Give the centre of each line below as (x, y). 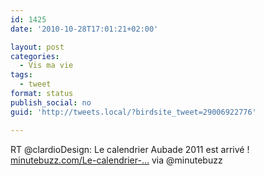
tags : (21, 75)
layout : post (37, 47)
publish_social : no (51, 102)
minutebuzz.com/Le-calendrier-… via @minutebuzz (116, 160)
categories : (35, 56)
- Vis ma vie (46, 66)
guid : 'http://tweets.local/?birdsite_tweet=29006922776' (133, 112)
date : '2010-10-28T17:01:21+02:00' (84, 29)
